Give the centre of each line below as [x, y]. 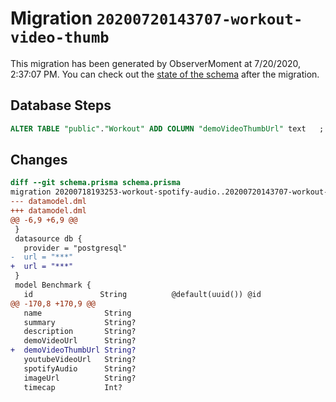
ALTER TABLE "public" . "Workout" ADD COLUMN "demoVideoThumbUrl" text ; [167, 128]
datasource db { [48, 238]
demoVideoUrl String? [80, 341]
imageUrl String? [80, 378]
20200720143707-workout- [199, 19]
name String [77, 313]
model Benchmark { [53, 285]
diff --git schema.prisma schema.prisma [96, 183]
